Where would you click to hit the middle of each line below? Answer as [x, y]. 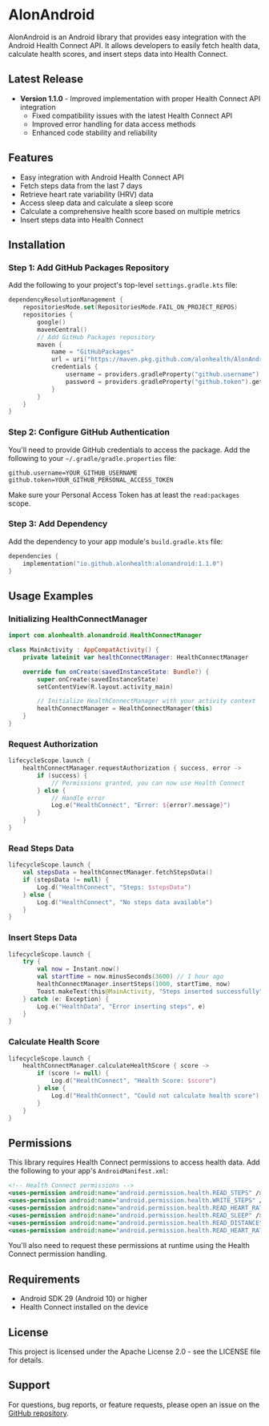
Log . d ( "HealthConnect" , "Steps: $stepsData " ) [114, 887]
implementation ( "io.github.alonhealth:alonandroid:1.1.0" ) [123, 564]
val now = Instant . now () [78, 969]
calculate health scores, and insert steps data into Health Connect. [118, 54]
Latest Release [46, 79]
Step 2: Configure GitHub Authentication [89, 432]
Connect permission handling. [58, 1254]
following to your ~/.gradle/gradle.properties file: [92, 458]
